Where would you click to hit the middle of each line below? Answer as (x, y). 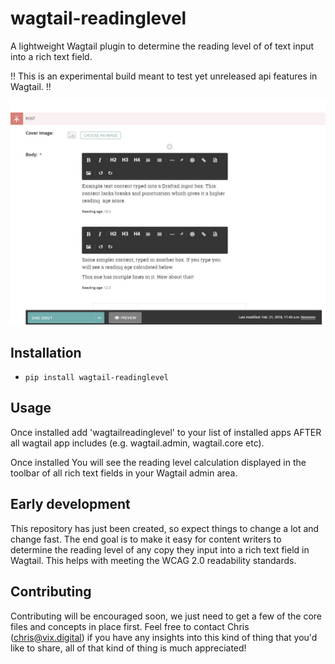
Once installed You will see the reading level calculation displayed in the (158, 462)
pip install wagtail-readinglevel (96, 378)
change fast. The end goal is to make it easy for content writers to (146, 539)
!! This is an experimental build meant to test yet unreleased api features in (164, 76)
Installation (46, 352)
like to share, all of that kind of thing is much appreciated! (128, 648)
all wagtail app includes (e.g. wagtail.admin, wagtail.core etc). (137, 443)
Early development (70, 504)
